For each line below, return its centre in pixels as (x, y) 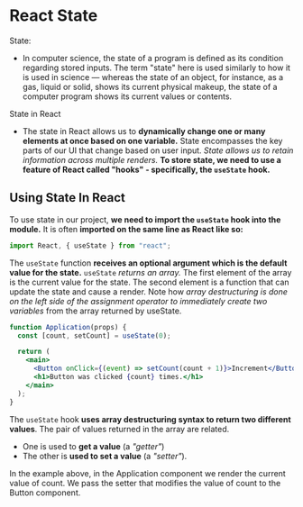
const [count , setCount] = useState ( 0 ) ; (94, 335)
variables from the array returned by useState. (96, 311)
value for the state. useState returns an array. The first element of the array (151, 272)
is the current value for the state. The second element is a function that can (150, 282)
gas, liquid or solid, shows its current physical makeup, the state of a (150, 86)
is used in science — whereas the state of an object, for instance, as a (153, 77)
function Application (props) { (68, 327)
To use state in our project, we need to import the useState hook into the (145, 219)
